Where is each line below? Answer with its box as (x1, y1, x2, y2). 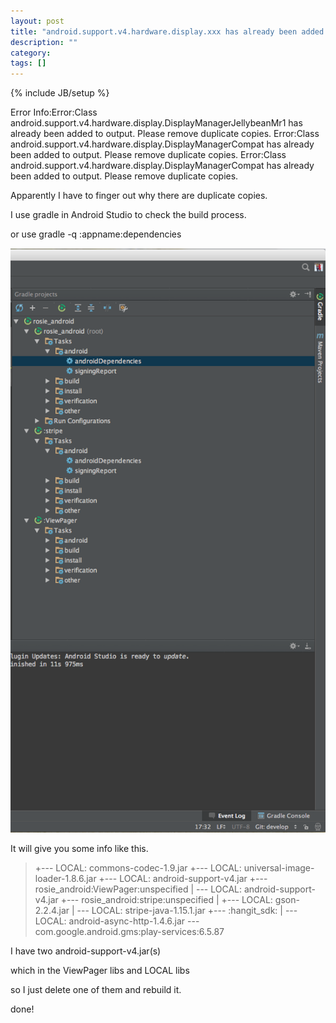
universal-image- (243, 862, 315, 874)
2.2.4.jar (34, 905, 70, 917)
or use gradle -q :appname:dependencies (10, 228, 182, 240)
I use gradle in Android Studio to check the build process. (10, 209, 247, 221)
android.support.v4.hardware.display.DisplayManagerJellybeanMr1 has (10, 117, 303, 129)
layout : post (10, 16, 65, 26)
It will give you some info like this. (10, 843, 149, 855)
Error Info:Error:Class (10, 106, 98, 119)
